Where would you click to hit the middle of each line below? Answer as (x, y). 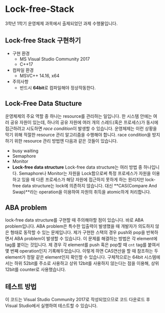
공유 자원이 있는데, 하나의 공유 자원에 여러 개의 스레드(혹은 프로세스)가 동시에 (84, 122)
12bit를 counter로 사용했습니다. (36, 269)
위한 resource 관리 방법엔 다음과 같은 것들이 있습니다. (66, 141)
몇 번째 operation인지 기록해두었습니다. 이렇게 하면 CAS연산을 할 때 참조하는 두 (82, 251)
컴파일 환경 (23, 70)
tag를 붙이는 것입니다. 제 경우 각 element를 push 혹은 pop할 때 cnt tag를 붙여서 (82, 245)
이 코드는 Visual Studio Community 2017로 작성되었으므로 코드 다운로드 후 (78, 300)
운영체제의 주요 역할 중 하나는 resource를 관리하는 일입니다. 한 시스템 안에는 (79, 116)
